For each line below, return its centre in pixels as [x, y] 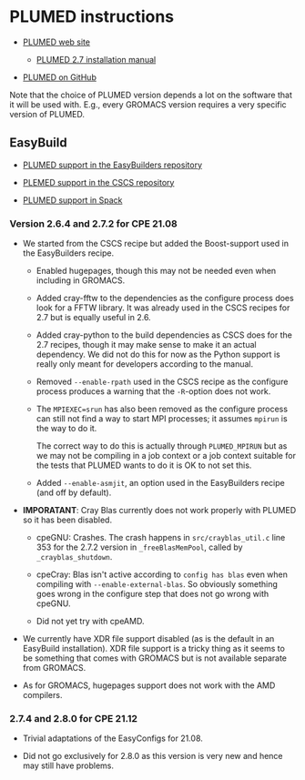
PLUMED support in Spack [72, 200]
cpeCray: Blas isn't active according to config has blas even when [162, 574]
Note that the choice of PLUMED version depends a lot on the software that [151, 95]
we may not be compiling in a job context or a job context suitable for [166, 456]
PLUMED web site [56, 42]
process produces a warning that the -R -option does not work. [153, 391]
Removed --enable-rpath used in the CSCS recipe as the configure [162, 382]
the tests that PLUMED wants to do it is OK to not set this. [144, 465]
